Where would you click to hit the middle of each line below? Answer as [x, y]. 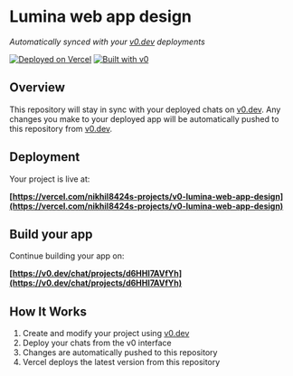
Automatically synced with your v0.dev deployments [107, 42]
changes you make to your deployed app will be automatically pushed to [144, 118]
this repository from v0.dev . [61, 128]
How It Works [48, 311]
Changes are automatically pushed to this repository [120, 352]
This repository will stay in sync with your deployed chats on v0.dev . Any [145, 109]
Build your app [51, 234]
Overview [38, 88]
